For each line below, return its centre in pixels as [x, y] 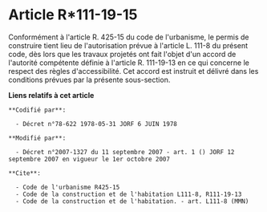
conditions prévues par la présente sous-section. [89, 79]
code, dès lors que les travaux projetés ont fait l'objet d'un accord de [122, 54]
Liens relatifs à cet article [51, 95]
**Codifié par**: [37, 110]
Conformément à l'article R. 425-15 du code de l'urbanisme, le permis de [129, 37]
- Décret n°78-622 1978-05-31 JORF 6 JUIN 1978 [97, 124]
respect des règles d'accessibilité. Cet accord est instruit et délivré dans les [133, 71]
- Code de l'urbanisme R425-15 [68, 187]
